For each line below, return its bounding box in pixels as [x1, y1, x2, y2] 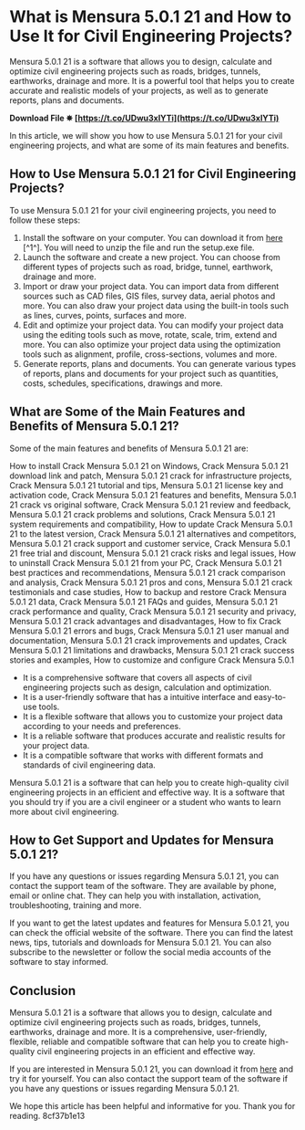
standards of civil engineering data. [22, 759, 157, 770]
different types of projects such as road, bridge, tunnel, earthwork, [22, 261, 273, 272]
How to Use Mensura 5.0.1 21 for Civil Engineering [9, 166, 297, 182]
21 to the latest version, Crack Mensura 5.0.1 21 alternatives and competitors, [9, 528, 297, 539]
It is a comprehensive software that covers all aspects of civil [22, 672, 252, 683]
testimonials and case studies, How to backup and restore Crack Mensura [9, 586, 287, 597]
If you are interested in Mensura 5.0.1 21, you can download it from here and [9, 1063, 294, 1074]
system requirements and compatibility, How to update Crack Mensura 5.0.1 [9, 518, 293, 529]
